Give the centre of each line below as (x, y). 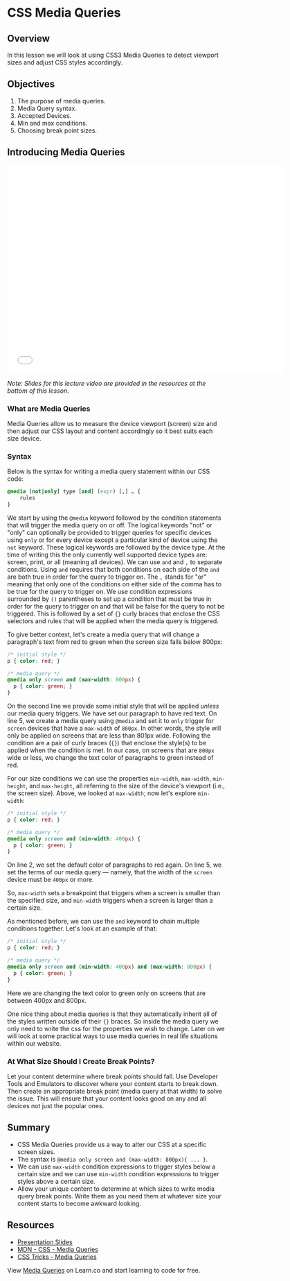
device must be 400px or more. (51, 880)
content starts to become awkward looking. (79, 1203)
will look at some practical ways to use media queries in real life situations (112, 1036)
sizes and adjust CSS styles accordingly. (65, 62)
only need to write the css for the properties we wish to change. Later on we (116, 1028)
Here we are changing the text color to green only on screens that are (107, 993)
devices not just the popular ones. (56, 1105)
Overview (29, 39)
